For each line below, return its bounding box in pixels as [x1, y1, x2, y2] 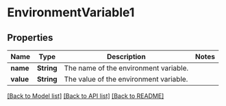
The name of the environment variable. [64, 63, 189, 73]
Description [106, 52, 146, 61]
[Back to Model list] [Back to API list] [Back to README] [7, 92, 164, 100]
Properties [7, 32, 53, 43]
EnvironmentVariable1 [7, 5, 135, 20]
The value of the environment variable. [64, 75, 188, 84]
